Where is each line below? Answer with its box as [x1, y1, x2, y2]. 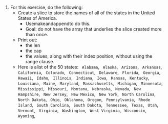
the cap [25, 48, 42, 54]
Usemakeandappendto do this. [25, 20, 91, 27]
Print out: [17, 37, 37, 43]
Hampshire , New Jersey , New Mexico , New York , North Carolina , [17, 91, 156, 97]
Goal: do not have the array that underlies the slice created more [25, 26, 162, 32]
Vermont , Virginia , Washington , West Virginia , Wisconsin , [17, 107, 147, 113]
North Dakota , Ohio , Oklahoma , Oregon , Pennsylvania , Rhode [17, 96, 150, 103]
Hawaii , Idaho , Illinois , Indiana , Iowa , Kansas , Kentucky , [17, 75, 150, 81]
